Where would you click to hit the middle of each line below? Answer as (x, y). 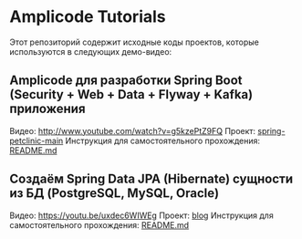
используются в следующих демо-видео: (91, 51)
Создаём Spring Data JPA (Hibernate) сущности (151, 179)
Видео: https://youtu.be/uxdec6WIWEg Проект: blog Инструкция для (141, 215)
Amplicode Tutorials (88, 17)
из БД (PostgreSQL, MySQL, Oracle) (115, 193)
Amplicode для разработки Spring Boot (126, 81)
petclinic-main (36, 140)
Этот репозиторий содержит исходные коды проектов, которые (135, 42)
